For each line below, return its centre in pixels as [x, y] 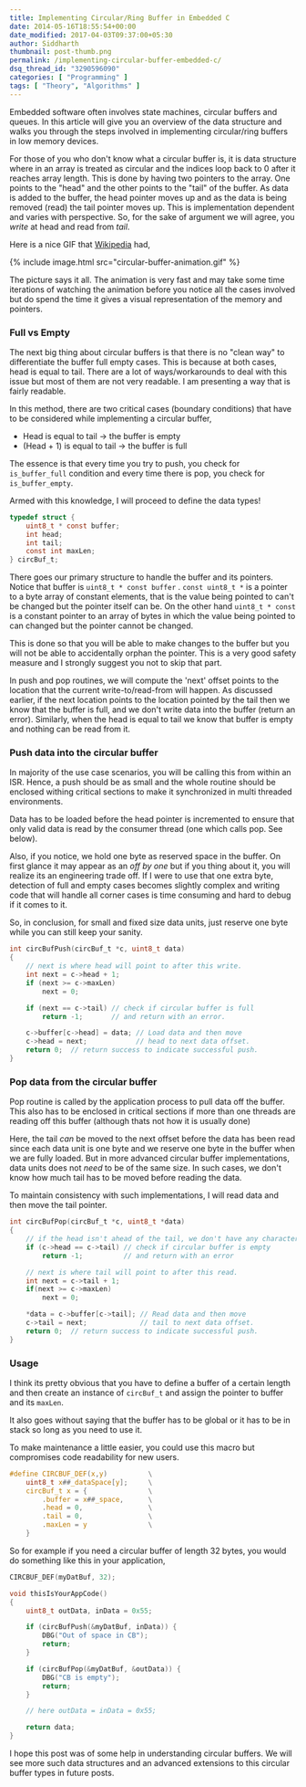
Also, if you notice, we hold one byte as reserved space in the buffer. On [145, 857]
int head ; [45, 534]
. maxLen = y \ [97, 1525]
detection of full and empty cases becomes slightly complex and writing [145, 886]
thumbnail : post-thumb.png [61, 52]
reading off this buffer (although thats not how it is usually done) [130, 1121]
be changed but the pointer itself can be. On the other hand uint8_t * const [153, 606]
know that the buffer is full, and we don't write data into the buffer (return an [153, 710]
